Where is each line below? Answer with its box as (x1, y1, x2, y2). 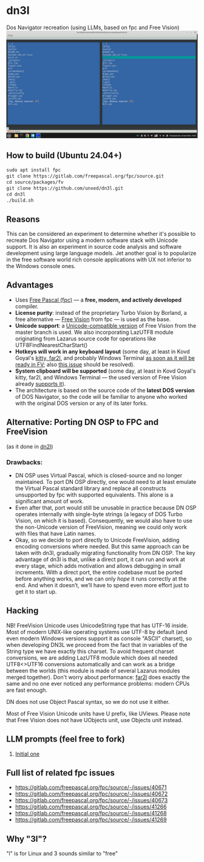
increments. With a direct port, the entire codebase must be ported (15, 568, 183, 576)
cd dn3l (6, 191, 26, 198)
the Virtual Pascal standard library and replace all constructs (15, 484, 167, 492)
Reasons (6, 214, 40, 224)
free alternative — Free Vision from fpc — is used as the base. (15, 315, 171, 323)
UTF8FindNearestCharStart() (15, 341, 88, 348)
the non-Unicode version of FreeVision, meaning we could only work (15, 523, 187, 531)
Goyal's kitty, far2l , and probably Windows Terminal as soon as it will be (15, 354, 195, 362)
